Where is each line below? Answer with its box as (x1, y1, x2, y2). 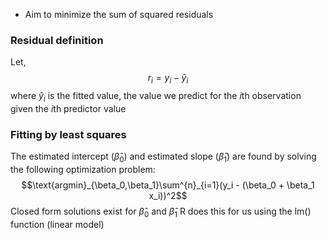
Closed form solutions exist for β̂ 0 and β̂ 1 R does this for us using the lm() (10, 205, 312, 219)
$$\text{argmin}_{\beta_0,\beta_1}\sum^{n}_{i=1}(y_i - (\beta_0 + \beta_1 (21, 179, 315, 191)
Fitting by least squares (10, 127, 127, 141)
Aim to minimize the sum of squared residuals (24, 9, 214, 20)
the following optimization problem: (10, 163, 156, 175)
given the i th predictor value (10, 102, 127, 114)
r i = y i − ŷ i (147, 72, 189, 86)
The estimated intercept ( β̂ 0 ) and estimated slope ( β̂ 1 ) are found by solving (10, 150, 317, 164)
